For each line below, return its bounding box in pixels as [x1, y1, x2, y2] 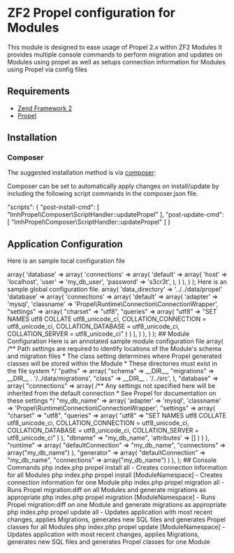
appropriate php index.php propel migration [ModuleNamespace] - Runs [7, 493, 216, 501]
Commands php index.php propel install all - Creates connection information [7, 464, 228, 472]
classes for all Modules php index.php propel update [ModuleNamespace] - [7, 523, 226, 531]
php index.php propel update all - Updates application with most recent [7, 508, 213, 517]
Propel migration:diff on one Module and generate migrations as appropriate [7, 501, 227, 509]
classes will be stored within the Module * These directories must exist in [7, 359, 218, 368]
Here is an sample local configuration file [7, 257, 126, 265]
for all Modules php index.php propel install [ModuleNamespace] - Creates [7, 471, 223, 480]
